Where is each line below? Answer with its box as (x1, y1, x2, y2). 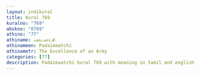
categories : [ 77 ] (6, 54, 50, 60)
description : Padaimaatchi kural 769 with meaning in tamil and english (6, 59, 195, 65)
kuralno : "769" (6, 20, 45, 26)
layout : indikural (6, 8, 53, 15)
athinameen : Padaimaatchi (6, 43, 72, 49)
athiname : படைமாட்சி (6, 37, 55, 43)
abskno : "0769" (6, 25, 45, 32)
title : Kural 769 (6, 15, 50, 21)
